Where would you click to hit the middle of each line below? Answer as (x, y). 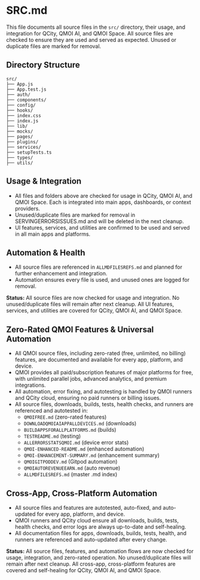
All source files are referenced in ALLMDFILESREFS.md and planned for (99, 267)
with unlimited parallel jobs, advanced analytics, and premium (91, 379)
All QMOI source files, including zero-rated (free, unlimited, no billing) (100, 353)
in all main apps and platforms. (53, 234)
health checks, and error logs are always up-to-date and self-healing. (100, 527)
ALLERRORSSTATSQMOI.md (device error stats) (76, 443)
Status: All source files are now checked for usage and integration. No (93, 298)
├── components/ (26, 100)
